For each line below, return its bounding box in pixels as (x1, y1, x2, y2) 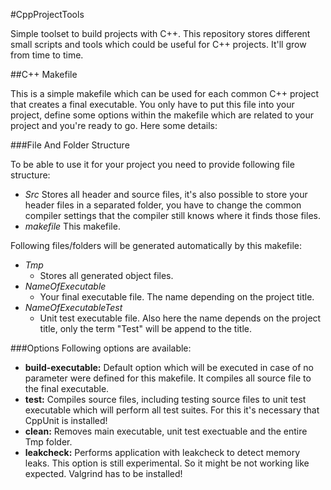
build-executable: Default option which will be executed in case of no (24, 362, 314, 373)
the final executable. (24, 383, 110, 394)
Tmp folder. (24, 436, 73, 448)
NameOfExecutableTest (24, 302, 123, 313)
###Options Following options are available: (10, 342, 192, 354)
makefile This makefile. (24, 220, 121, 232)
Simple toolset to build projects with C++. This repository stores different (10, 28, 311, 39)
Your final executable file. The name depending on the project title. (39, 291, 315, 303)
